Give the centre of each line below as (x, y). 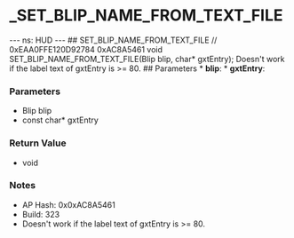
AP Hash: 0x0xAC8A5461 (68, 204)
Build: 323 (41, 214)
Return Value (38, 143)
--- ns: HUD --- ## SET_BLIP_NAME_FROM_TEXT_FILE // (113, 40)
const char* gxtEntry (60, 120)
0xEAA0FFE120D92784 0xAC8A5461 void (86, 49)
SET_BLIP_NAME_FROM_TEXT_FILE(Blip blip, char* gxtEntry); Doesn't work (147, 59)
